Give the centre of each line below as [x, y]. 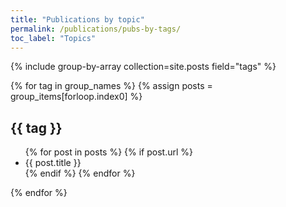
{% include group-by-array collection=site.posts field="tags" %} [143, 67]
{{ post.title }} [53, 163]
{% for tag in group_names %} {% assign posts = [111, 86]
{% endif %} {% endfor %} [80, 173]
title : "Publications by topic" [77, 19]
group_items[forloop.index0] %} [76, 97]
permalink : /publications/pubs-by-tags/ [96, 29]
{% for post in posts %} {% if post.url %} [109, 152]
